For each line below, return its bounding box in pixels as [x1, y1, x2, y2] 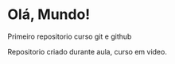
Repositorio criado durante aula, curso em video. [7, 47, 168, 56]
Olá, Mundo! [7, 6, 91, 24]
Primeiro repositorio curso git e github [7, 32, 132, 41]
